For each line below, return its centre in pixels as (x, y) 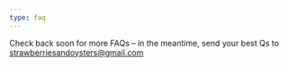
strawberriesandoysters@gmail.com (76, 52)
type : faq (28, 17)
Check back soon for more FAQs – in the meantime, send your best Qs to (144, 43)
